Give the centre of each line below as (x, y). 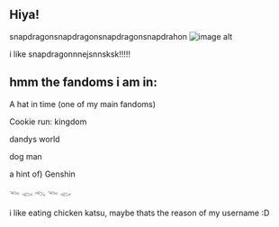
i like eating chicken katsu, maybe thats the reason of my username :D (139, 213)
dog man (26, 156)
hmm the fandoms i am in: (83, 82)
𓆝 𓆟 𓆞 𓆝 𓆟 (40, 194)
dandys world (35, 139)
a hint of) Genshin (43, 174)
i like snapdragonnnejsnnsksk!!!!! (70, 54)
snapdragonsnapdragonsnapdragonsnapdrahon (98, 36)
